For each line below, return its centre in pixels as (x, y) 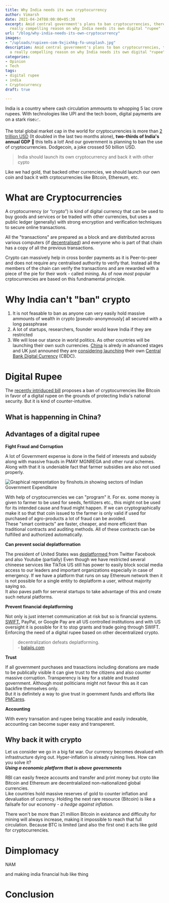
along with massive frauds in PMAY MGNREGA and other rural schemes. (80, 461)
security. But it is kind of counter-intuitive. (49, 401)
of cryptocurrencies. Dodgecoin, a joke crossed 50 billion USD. (70, 147)
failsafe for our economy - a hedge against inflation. (60, 804)
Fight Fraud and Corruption (34, 446)
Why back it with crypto (44, 740)
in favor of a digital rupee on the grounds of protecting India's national (78, 396)
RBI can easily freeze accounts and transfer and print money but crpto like (82, 778)
